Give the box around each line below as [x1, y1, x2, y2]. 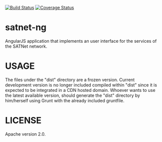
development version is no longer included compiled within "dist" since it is [5, 82, 157, 88]
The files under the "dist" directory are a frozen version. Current [5, 77, 135, 83]
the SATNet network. [5, 43, 48, 49]
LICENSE [5, 115, 42, 126]
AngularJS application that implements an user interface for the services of [5, 38, 157, 44]
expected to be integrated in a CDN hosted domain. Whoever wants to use [5, 87, 156, 93]
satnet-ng [5, 22, 47, 33]
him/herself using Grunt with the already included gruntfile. [5, 97, 125, 103]
